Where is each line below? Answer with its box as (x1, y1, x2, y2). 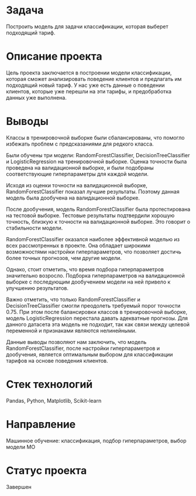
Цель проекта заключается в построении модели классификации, (6, 69, 172, 76)
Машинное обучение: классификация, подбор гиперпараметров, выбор (6, 437, 187, 444)
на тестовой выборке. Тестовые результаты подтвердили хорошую (6, 212, 175, 219)
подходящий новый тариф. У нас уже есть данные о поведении (6, 82, 165, 89)
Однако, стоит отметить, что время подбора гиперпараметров (6, 265, 164, 273)
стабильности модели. (6, 224, 63, 231)
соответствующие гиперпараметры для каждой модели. (6, 170, 149, 177)
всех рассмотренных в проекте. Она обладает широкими (6, 242, 151, 249)
